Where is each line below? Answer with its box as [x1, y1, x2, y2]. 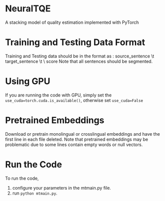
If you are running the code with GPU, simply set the [5, 92, 112, 98]
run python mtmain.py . [12, 190, 58, 196]
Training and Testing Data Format [5, 37, 145, 48]
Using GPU [5, 76, 51, 87]
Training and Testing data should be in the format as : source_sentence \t [5, 53, 155, 59]
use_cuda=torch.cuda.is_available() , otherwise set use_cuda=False [5, 97, 143, 103]
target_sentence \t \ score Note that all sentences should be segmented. [5, 58, 153, 64]
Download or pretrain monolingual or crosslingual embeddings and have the [5, 131, 160, 137]
